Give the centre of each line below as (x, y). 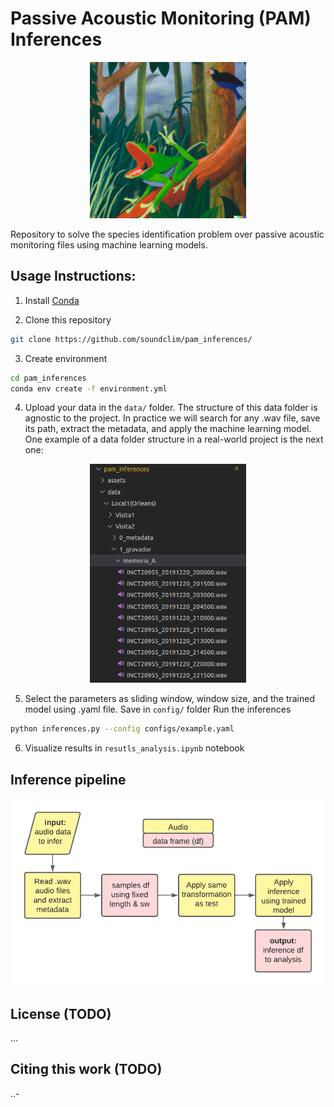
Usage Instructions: (73, 276)
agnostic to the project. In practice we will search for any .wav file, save (172, 418)
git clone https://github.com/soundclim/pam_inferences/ (131, 339)
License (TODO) (61, 1013)
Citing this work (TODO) (86, 1069)
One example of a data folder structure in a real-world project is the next (174, 439)
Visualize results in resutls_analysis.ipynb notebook (134, 748)
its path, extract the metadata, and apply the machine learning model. (168, 429)
